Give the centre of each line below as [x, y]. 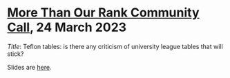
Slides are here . [29, 67]
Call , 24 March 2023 [67, 27]
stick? [16, 54]
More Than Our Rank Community [103, 13]
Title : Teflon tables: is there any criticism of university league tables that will [115, 46]
